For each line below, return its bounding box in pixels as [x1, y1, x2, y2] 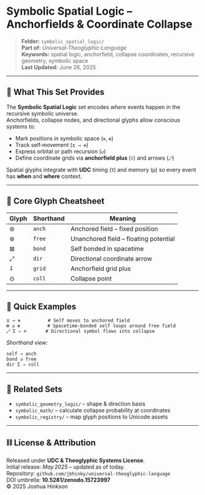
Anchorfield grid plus [70, 264, 131, 273]
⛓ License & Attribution [6, 437, 96, 448]
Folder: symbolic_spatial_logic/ [21, 37, 105, 45]
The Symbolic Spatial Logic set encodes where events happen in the [6, 103, 181, 111]
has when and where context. [6, 173, 82, 180]
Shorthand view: [6, 339, 48, 346]
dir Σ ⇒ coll [6, 362, 40, 368]
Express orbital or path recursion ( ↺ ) [15, 147, 106, 155]
